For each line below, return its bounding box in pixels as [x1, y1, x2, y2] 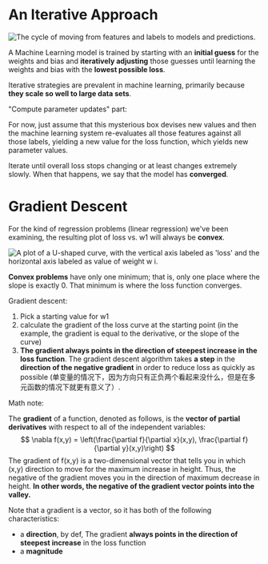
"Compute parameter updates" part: [8, 104, 128, 114]
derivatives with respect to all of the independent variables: [8, 422, 206, 432]
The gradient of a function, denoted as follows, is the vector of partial [8, 413, 241, 423]
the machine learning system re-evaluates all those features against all [8, 128, 242, 138]
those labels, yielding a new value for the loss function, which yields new [8, 136, 249, 146]
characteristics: [8, 514, 60, 523]
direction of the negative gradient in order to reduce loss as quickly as [19, 362, 255, 372]
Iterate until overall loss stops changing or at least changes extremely [8, 160, 238, 170]
